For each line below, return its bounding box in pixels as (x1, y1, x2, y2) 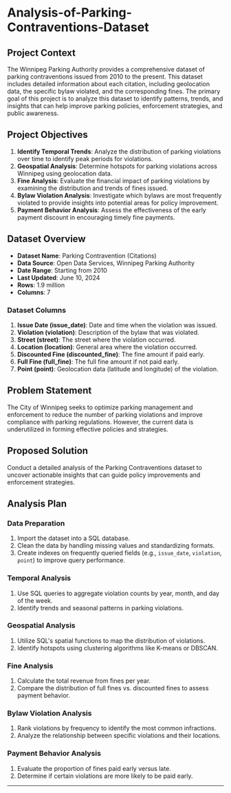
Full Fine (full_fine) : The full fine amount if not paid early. (16, 357, 179, 366)
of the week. (16, 596, 53, 604)
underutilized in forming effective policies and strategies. (7, 425, 168, 433)
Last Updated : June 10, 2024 (16, 274, 100, 282)
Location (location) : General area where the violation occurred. (16, 342, 198, 351)
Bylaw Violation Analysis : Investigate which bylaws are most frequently (16, 191, 222, 199)
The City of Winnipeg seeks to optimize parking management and (7, 403, 194, 411)
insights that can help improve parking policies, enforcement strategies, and (7, 102, 223, 110)
